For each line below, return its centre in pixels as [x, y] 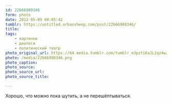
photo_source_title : [27, 77]
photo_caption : [21, 63]
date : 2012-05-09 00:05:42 [34, 19]
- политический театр [37, 48]
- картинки [26, 39]
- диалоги [25, 44]
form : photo [18, 15]
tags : [11, 34]
